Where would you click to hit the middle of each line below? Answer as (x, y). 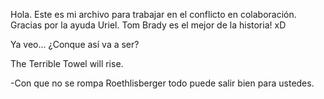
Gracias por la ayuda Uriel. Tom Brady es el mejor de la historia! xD (148, 25)
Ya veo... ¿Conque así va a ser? (75, 44)
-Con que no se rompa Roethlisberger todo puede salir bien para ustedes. (162, 83)
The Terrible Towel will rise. (67, 63)
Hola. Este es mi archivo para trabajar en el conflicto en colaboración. (153, 14)
